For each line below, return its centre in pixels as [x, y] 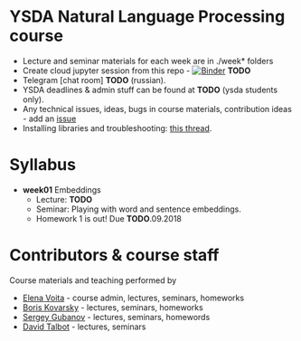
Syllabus [43, 165]
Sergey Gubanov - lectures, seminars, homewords [116, 317]
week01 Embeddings [61, 189]
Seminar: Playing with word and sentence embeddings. [139, 209]
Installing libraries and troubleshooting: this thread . [117, 128]
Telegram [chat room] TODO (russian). [94, 80]
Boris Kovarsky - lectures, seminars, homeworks [113, 307]
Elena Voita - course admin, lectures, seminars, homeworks [133, 298]
